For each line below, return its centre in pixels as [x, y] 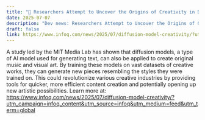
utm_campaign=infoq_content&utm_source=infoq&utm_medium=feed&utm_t [102, 104]
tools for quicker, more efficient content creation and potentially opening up [101, 84]
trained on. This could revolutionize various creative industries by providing [101, 78]
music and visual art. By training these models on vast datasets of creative [100, 65]
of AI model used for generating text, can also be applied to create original [100, 58]
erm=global [21, 110]
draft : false [23, 29]
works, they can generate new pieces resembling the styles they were [95, 71]
